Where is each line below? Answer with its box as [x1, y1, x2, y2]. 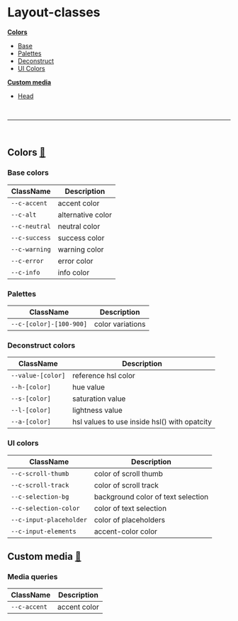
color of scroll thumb [93, 468, 164, 478]
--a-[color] [11, 418, 52, 426]
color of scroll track [93, 480, 159, 490]
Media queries [7, 571, 58, 581]
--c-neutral [11, 222, 52, 230]
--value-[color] [11, 372, 66, 380]
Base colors [7, 168, 50, 178]
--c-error [11, 256, 44, 265]
